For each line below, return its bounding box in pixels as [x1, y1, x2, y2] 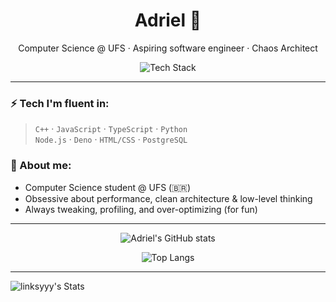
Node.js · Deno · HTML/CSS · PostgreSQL [34, 134, 188, 146]
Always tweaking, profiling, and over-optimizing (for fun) [24, 203, 258, 215]
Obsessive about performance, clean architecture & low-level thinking [24, 192, 313, 204]
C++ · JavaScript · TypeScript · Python [34, 123, 188, 135]
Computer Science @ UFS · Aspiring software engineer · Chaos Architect [18, 42, 318, 54]
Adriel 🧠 [134, 9, 202, 32]
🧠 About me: [10, 159, 72, 173]
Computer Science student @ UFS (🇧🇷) [24, 181, 192, 193]
